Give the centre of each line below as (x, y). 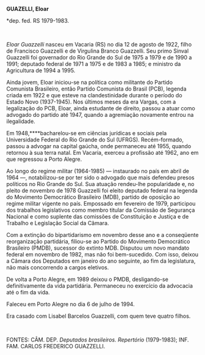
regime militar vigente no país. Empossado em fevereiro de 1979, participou (101, 204)
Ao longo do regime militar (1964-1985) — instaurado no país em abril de (98, 171)
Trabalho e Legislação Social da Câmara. (58, 223)
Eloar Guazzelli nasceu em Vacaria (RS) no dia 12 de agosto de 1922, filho (99, 44)
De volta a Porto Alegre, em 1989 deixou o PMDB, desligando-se (88, 279)
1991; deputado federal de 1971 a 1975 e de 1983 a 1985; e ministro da (94, 64)
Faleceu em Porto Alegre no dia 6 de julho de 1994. (71, 304)
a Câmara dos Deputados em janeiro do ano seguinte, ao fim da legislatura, (101, 261)
